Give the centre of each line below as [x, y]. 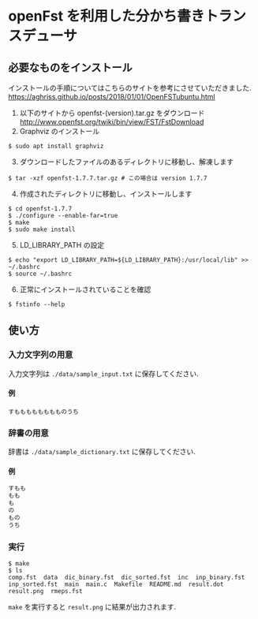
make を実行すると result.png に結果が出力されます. [92, 606]
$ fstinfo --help [37, 304]
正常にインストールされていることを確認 [85, 289]
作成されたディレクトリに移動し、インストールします [106, 194]
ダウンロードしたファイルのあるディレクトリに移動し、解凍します [127, 162]
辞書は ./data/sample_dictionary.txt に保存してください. [102, 452]
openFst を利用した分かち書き [107, 16]
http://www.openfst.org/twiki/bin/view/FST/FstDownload [112, 122]
